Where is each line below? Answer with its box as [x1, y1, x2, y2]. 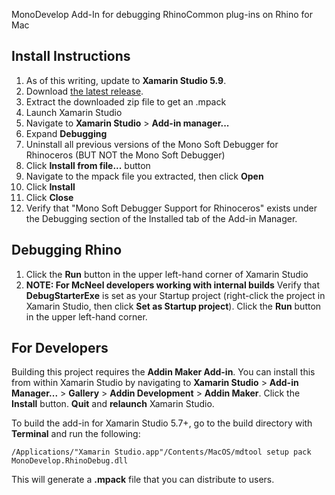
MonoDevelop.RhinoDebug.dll [11, 456, 129, 466]
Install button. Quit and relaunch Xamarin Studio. [11, 398, 215, 410]
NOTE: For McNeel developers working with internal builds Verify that [25, 279, 321, 291]
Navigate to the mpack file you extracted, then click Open [25, 170, 264, 182]
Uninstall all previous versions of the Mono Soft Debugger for [25, 138, 279, 150]
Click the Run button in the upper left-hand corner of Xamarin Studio [25, 268, 309, 280]
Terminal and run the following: [11, 428, 141, 440]
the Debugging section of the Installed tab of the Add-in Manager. [25, 212, 298, 224]
